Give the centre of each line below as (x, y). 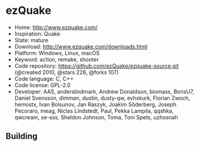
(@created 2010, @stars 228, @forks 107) (67, 72)
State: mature (32, 40)
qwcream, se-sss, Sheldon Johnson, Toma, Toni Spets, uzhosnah (96, 117)
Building (22, 136)
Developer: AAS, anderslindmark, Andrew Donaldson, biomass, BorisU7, (104, 91)
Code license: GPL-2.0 (42, 85)
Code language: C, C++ (44, 79)
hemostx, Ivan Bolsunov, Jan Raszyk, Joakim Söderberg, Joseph (95, 104)
